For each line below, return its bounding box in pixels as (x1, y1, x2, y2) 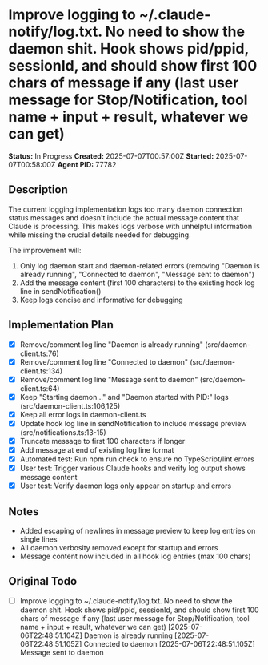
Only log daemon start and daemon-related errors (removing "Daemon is (19, 260, 260, 270)
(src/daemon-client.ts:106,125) (19, 401, 121, 410)
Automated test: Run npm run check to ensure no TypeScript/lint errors (19, 454, 254, 464)
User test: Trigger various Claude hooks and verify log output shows (19, 463, 246, 474)
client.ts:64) (19, 383, 60, 393)
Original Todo (8, 574, 78, 588)
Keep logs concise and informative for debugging (19, 295, 183, 304)
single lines (19, 534, 58, 544)
